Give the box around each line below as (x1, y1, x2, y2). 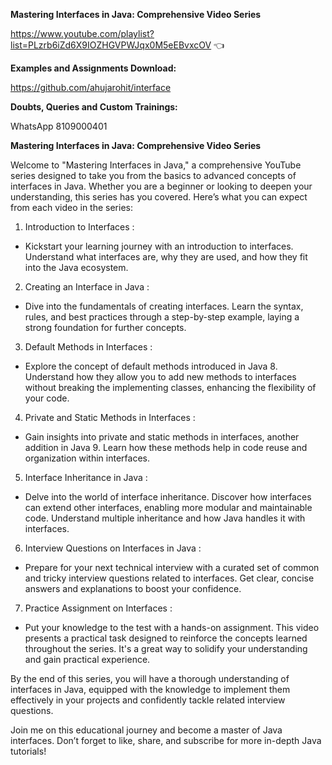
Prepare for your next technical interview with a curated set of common (24, 562, 320, 573)
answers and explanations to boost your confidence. (24, 583, 242, 594)
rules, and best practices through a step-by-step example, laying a (24, 311, 300, 323)
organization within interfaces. (24, 452, 150, 464)
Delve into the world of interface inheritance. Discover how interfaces (24, 491, 312, 503)
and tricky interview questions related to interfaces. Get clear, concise (24, 572, 315, 584)
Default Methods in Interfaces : (24, 341, 153, 353)
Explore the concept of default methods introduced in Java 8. (24, 360, 278, 372)
